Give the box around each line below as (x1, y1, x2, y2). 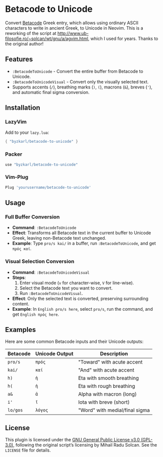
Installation (5, 104, 40, 112)
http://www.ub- (57, 30, 89, 36)
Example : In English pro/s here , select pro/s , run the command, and (12, 306, 153, 312)
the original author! (5, 41, 44, 46)
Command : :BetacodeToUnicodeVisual (12, 269, 90, 275)
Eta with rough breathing (78, 383, 135, 390)
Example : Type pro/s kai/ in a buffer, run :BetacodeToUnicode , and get (12, 241, 156, 247)
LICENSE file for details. (5, 447, 51, 453)
